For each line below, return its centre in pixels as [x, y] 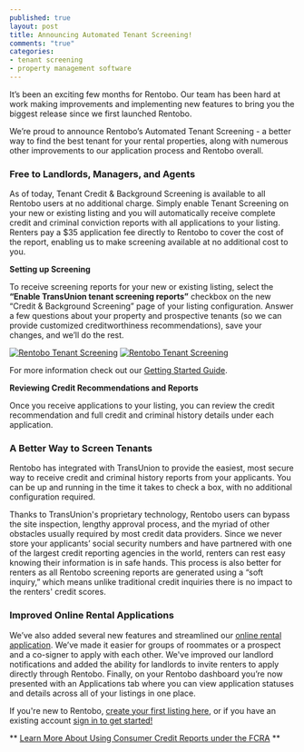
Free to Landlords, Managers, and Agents [103, 173]
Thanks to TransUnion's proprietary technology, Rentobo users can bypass [150, 515]
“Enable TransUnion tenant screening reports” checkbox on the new [141, 297]
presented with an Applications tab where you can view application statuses [152, 683]
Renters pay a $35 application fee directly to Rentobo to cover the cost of [147, 233]
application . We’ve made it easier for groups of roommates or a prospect [145, 645]
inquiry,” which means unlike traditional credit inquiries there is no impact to [151, 582]
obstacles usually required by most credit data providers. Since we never [146, 534]
